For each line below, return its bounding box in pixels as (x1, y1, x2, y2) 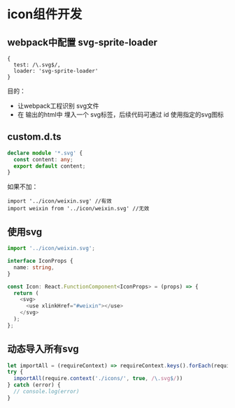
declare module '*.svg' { (7, 150, 83, 156)
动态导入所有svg (7, 343, 79, 355)
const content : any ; (13, 156, 73, 163)
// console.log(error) (13, 388, 80, 395)
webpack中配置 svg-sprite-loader (7, 36, 157, 48)
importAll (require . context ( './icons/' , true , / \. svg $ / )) (13, 375, 183, 382)
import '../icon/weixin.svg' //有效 (7, 198, 112, 205)
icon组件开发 (7, 6, 83, 22)
